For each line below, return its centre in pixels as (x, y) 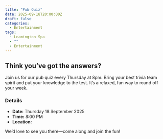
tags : (11, 32)
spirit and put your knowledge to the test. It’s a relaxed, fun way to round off (81, 83)
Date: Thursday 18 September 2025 (48, 111)
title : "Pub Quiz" (24, 10)
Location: (22, 122)
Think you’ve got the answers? (53, 66)
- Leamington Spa (27, 37)
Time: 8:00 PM (27, 116)
